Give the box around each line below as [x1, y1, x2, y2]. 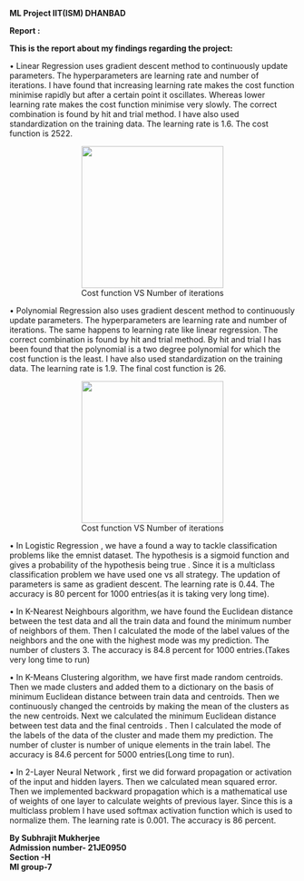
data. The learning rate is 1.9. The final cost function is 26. [9, 363, 227, 373]
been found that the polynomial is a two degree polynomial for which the [9, 344, 281, 354]
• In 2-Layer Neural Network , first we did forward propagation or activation [9, 767, 292, 777]
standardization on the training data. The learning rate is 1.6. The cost [9, 118, 270, 129]
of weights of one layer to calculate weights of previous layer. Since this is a [9, 796, 293, 807]
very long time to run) [9, 654, 91, 665]
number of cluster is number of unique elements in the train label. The [9, 739, 270, 750]
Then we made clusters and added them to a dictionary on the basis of [9, 681, 274, 692]
